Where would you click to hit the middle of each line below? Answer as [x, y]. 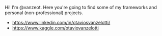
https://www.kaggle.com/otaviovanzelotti [55, 28]
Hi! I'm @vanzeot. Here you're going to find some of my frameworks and [81, 7]
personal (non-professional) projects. [44, 13]
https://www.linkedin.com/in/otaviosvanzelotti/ [61, 23]
